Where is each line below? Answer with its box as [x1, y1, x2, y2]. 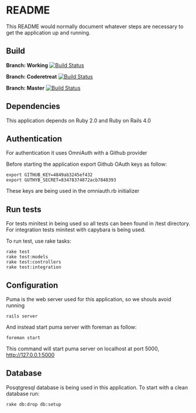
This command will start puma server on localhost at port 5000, [6, 345, 160, 352]
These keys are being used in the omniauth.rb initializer [6, 187, 140, 194]
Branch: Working [6, 62, 49, 69]
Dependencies [6, 101, 60, 111]
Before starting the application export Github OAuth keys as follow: [6, 161, 167, 168]
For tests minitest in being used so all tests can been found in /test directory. [6, 220, 191, 227]
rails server [6, 313, 38, 319]
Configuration [6, 280, 59, 290]
